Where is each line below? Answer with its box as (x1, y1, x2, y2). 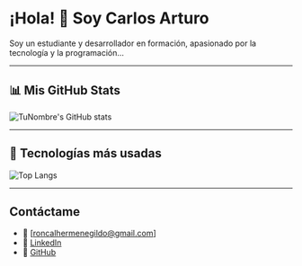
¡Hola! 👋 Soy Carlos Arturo (9, 8, 209, 29)
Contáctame (9, 204, 81, 219)
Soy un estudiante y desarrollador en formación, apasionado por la (9, 38, 257, 49)
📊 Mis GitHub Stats (9, 83, 121, 98)
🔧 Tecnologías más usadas (9, 146, 162, 161)
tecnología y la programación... (9, 47, 124, 58)
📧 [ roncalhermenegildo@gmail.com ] (22, 228, 157, 239)
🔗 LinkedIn (22, 237, 62, 248)
